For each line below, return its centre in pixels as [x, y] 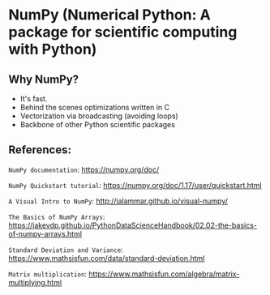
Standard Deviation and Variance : [66, 250]
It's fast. [34, 98]
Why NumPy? [44, 79]
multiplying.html [35, 282]
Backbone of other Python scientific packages [98, 124]
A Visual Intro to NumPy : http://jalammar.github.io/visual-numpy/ [118, 201]
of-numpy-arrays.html [45, 233]
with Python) [53, 49]
